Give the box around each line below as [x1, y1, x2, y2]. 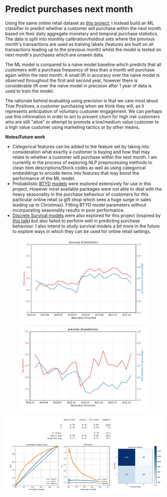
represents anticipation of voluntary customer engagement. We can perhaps [5, 108, 163, 114]
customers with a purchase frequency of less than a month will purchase [5, 66, 155, 73]
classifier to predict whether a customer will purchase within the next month [5, 25, 162, 31]
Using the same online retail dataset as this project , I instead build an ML [5, 20, 155, 26]
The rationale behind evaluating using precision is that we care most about [5, 97, 159, 103]
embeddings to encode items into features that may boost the [12, 170, 140, 176]
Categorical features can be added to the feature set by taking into [12, 143, 150, 149]
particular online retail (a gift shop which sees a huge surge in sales [12, 196, 152, 203]
